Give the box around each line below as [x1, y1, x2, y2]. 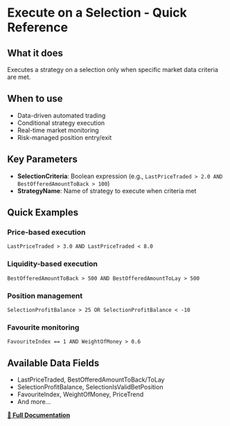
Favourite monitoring [7, 322, 80, 332]
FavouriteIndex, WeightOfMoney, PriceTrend [17, 390, 144, 399]
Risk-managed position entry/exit [17, 133, 112, 141]
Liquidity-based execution [7, 259, 98, 269]
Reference [7, 19, 68, 35]
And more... [17, 398, 51, 406]
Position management [7, 291, 83, 301]
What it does [7, 47, 64, 59]
